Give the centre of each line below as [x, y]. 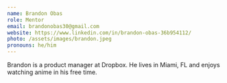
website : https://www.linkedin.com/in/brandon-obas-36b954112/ [99, 33]
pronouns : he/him [32, 45]
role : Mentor [26, 20]
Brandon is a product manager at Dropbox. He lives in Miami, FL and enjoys [114, 65]
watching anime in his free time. [52, 72]
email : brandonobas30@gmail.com [53, 26]
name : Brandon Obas [35, 13]
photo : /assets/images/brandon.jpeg [59, 39]
